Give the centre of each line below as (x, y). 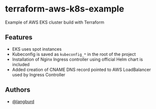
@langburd (23, 101)
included (21, 64)
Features (19, 37)
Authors (18, 90)
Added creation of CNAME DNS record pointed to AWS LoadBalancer (81, 69)
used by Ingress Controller (39, 75)
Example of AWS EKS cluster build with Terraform (55, 22)
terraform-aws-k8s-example (65, 9)
